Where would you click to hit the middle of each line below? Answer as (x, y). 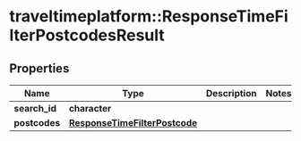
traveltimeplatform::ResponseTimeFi (149, 17)
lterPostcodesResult (87, 35)
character (90, 108)
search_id (35, 108)
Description (231, 93)
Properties (39, 68)
